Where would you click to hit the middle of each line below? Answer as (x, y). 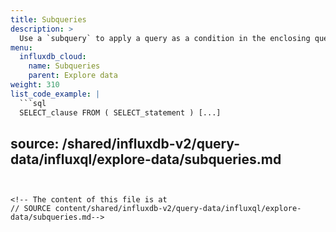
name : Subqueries (64, 66)
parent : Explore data (73, 76)
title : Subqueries (48, 19)
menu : (21, 47)
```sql (33, 103)
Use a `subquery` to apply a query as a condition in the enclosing (165, 38)
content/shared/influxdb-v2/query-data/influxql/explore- (178, 209)
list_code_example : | (55, 94)
